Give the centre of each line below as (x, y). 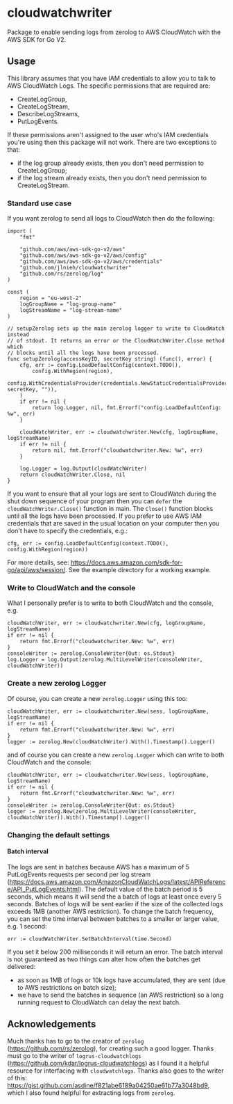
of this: (17, 1078)
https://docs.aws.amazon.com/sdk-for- (127, 562)
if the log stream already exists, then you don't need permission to (112, 178)
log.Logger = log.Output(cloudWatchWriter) (84, 469)
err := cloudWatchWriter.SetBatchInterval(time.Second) (89, 939)
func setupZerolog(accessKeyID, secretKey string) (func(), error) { (110, 359)
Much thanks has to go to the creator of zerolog (76, 1041)
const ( (18, 292)
